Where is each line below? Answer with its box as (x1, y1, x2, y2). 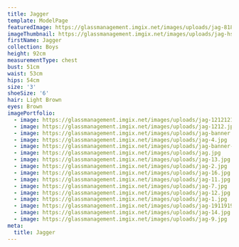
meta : (7, 222, 23, 229)
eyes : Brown (7, 103, 43, 110)
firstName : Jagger (7, 37, 62, 44)
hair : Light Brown (7, 97, 62, 104)
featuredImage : (7, 23, 53, 31)
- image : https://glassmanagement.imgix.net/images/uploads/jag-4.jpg (14, 136, 228, 143)
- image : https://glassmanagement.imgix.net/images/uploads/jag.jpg (14, 149, 221, 157)
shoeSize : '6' (7, 90, 50, 97)
